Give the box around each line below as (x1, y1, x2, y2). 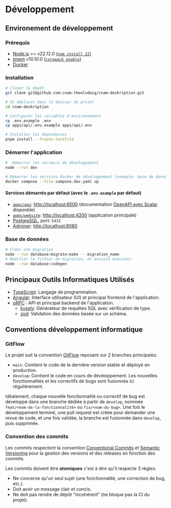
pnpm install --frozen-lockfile (5, 137, 74, 142)
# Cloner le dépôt (5, 85, 44, 91)
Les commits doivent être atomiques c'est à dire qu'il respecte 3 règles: (5, 465, 156, 471)
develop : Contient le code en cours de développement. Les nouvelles (12, 373, 158, 379)
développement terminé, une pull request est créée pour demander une (5, 409, 155, 415)
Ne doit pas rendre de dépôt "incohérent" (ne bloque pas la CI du (12, 491, 150, 497)
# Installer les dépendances (5, 132, 67, 137)
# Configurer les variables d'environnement (5, 113, 101, 118)
